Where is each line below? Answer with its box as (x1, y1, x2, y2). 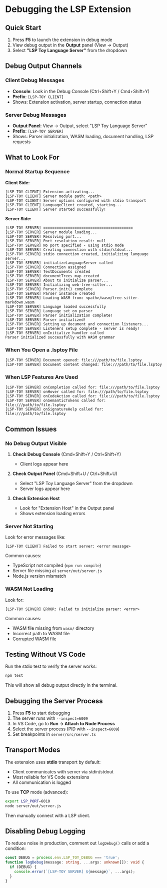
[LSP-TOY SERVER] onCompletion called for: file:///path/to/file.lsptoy (5, 385, 160, 390)
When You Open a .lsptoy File (5, 346, 78, 353)
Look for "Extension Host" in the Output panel (19, 505, 114, 511)
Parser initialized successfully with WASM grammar (5, 334, 115, 340)
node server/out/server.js (5, 803, 61, 808)
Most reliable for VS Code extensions (12, 774, 89, 780)
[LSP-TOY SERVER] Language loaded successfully (5, 304, 106, 309)
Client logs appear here (19, 461, 68, 467)
